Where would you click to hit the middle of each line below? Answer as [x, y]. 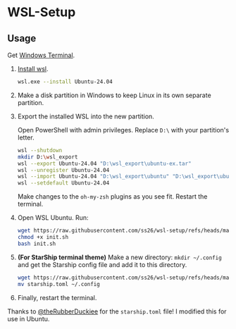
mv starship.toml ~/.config [58, 284]
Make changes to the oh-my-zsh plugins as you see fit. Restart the [112, 197]
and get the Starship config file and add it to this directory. [102, 264]
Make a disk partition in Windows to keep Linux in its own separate [114, 95]
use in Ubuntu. [29, 318]
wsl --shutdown [40, 150]
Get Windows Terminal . [41, 55]
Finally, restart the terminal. [57, 297]
